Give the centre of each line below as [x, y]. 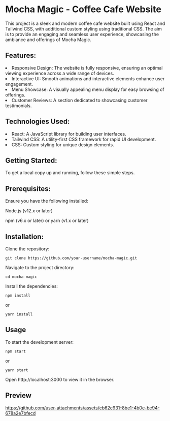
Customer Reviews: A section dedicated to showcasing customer [80, 100]
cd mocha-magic [21, 277]
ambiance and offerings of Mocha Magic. [48, 40]
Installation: [25, 236]
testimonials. [19, 106]
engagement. [19, 84]
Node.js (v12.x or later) [29, 211]
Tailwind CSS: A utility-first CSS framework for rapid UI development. [84, 139]
